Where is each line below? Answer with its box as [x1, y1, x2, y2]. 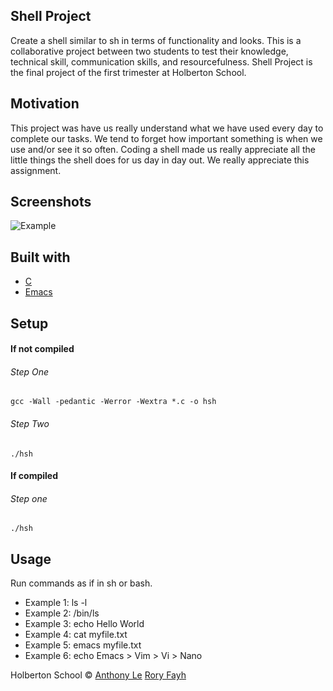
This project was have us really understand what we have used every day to [10, 122, 324, 134]
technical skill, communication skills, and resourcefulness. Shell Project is [10, 55, 313, 68]
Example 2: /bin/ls [24, 607, 100, 619]
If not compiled [10, 343, 75, 355]
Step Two [10, 418, 50, 430]
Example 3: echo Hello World [24, 618, 145, 630]
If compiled [10, 470, 58, 482]
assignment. [10, 164, 62, 176]
